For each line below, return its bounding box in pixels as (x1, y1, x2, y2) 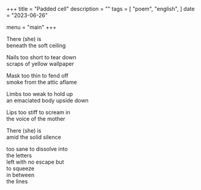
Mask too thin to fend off (6, 72, 68, 79)
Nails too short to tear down (6, 54, 76, 60)
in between (6, 171, 35, 178)
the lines (6, 178, 28, 185)
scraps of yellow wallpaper (6, 60, 75, 67)
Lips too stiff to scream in (6, 109, 70, 115)
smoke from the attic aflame (6, 79, 78, 86)
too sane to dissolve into (6, 145, 68, 152)
